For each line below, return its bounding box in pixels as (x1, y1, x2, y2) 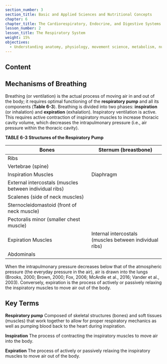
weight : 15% (5, 35, 30, 40)
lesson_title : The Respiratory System (5, 30, 85, 35)
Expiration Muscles (7, 236, 52, 243)
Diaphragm (91, 171, 117, 178)
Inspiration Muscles (7, 171, 54, 178)
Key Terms (5, 299, 39, 308)
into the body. (5, 338, 34, 344)
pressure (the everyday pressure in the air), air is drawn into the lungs (5, 269, 148, 275)
